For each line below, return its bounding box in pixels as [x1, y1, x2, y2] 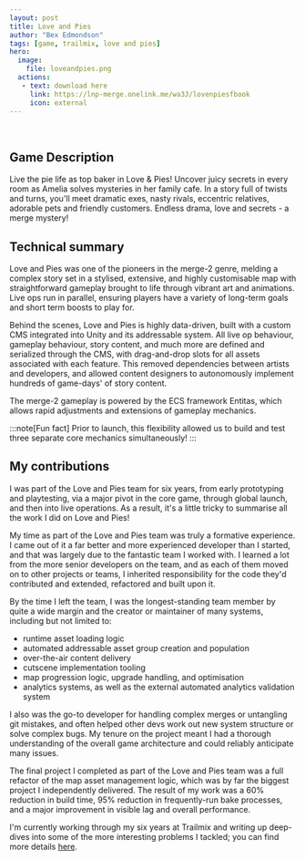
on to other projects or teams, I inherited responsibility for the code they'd [9, 568, 287, 579]
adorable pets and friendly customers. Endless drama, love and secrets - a [9, 202, 290, 214]
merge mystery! [9, 212, 69, 223]
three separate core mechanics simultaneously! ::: [9, 432, 198, 443]
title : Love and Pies [9, 22, 92, 31]
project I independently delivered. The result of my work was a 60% [9, 784, 265, 795]
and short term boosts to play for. [9, 302, 135, 313]
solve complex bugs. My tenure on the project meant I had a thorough [9, 728, 271, 739]
